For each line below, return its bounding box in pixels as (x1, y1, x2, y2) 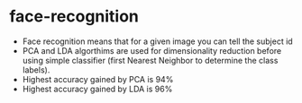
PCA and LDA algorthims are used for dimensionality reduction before (22, 45, 282, 56)
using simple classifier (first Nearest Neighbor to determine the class (22, 55, 279, 65)
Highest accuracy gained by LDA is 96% (22, 83, 173, 94)
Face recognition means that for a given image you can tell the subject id (22, 36, 293, 47)
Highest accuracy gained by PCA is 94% (22, 73, 174, 84)
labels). (22, 64, 50, 75)
